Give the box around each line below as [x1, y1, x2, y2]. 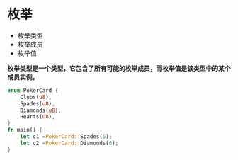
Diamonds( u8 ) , [20, 107, 62, 114]
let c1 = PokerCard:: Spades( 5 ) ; [20, 133, 113, 140]
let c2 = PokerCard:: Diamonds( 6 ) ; [20, 139, 119, 147]
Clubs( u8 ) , [20, 93, 52, 101]
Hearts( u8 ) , [20, 113, 55, 120]
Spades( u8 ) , [20, 100, 55, 107]
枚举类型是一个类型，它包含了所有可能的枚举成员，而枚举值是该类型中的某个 [7, 64, 231, 72]
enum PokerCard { [7, 86, 59, 94]
